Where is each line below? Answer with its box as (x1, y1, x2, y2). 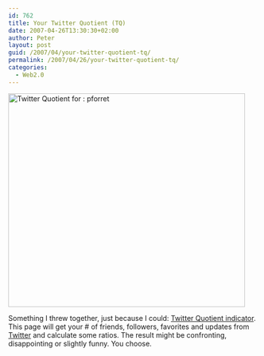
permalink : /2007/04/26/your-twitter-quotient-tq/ (8, 57, 180, 65)
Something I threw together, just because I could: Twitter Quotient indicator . (8, 313, 256, 323)
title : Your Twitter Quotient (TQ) (8, 19, 126, 27)
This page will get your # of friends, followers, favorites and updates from (8, 322, 250, 331)
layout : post (8, 41, 52, 49)
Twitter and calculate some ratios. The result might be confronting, (8, 330, 227, 339)
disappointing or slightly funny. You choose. (8, 338, 153, 348)
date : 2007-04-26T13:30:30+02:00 (8, 26, 119, 34)
